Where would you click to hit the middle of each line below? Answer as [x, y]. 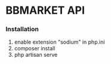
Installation [22, 29]
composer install [35, 48]
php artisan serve [36, 55]
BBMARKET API [45, 10]
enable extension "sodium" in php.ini [59, 42]
